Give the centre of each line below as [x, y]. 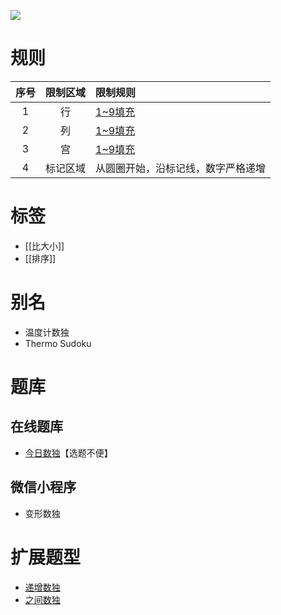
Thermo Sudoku [58, 343]
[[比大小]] [44, 246]
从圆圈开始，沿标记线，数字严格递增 [181, 168]
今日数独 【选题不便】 [68, 452]
